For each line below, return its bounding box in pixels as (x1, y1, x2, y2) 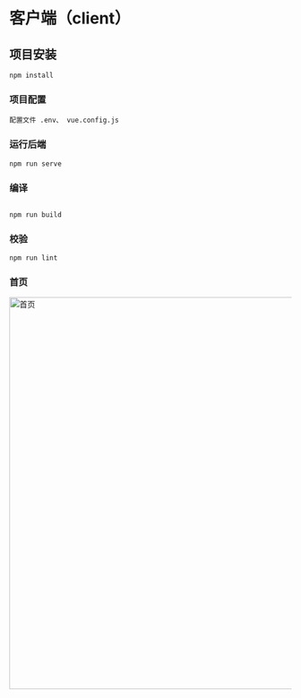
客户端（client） (9, 8, 132, 29)
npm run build (9, 210, 63, 220)
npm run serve (9, 159, 63, 168)
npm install (9, 71, 54, 80)
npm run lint (9, 254, 58, 263)
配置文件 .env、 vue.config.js (9, 116, 119, 125)
